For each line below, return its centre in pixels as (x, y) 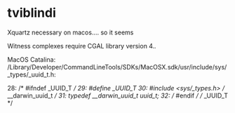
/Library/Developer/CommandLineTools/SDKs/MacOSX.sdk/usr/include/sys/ (117, 67)
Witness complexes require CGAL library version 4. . (82, 46)
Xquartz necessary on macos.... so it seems (70, 32)
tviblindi (32, 13)
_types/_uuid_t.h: (32, 74)
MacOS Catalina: (32, 59)
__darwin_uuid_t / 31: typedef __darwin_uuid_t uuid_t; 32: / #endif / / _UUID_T (118, 95)
